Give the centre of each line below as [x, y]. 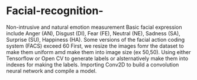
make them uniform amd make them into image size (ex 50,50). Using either [98, 52]
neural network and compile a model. [51, 71]
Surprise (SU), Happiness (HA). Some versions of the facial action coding [96, 39]
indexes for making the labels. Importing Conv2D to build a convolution [93, 64]
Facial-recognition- [55, 11]
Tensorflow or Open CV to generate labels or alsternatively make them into [97, 58]
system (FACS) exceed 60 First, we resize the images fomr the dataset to [95, 46]
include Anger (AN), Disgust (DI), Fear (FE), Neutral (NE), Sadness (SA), [93, 33]
